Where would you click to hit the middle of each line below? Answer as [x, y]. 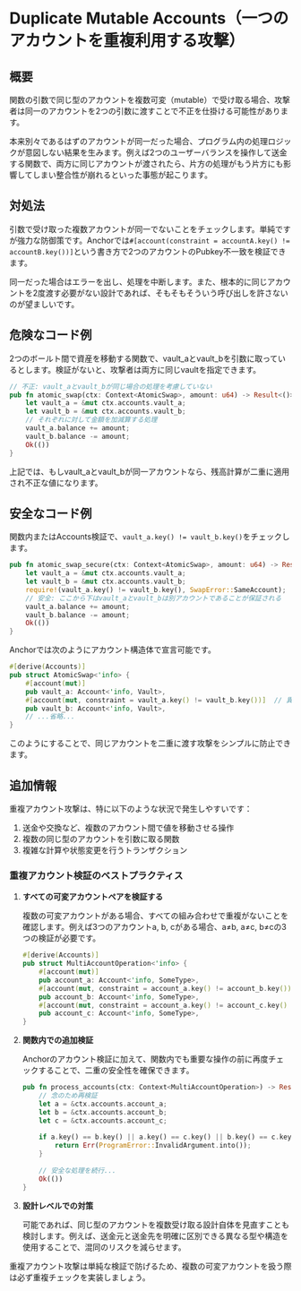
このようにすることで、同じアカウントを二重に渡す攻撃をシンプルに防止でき [150, 744]
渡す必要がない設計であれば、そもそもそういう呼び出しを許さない [167, 293]
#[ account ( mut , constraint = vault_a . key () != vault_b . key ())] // [154, 700]
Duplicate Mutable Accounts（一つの [149, 18]
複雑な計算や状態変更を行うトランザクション [105, 850]
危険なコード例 [51, 336]
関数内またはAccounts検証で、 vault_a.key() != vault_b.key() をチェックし [150, 537]
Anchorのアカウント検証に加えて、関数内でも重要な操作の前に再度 [145, 1059]
